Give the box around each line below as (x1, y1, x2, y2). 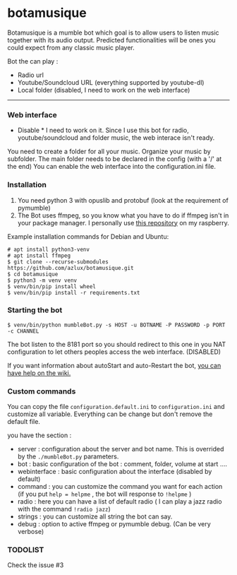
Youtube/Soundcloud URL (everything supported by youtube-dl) (17, 78, 205, 86)
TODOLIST (7, 545, 44, 555)
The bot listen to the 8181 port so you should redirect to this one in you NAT (7, 340, 226, 348)
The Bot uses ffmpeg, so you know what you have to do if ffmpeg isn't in (17, 211, 229, 220)
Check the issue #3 (7, 561, 64, 569)
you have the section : (7, 431, 72, 439)
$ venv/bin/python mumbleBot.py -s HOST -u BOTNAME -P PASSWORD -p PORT (7, 321, 226, 328)
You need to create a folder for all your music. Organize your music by (7, 147, 212, 156)
